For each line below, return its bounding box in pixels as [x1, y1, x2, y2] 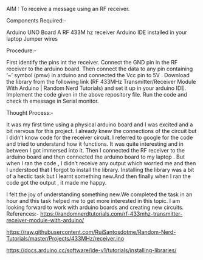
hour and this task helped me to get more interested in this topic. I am [6, 197, 181, 204]
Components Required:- [6, 17, 67, 24]
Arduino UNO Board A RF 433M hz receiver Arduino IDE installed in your [6, 29, 187, 36]
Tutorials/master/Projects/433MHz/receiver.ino [6, 235, 125, 242]
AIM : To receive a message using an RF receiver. [6, 5, 130, 12]
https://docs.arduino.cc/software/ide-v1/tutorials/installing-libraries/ [6, 247, 177, 254]
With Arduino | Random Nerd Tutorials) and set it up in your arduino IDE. [6, 84, 187, 92]
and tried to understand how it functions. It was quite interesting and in [6, 140, 184, 148]
